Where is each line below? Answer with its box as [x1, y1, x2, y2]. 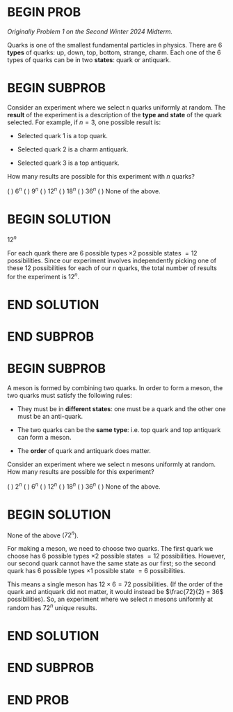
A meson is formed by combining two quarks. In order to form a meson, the [7, 384, 223, 392]
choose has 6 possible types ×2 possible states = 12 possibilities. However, [7, 552, 226, 561]
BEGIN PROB [7, 4, 81, 20]
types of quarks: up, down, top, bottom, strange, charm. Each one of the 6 [7, 48, 221, 57]
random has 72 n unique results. [7, 602, 97, 611]
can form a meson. [17, 433, 72, 442]
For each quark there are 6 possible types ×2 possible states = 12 [7, 249, 198, 258]
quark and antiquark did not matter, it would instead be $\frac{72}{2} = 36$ [7, 588, 224, 596]
